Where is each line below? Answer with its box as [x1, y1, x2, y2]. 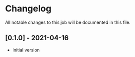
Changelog [5, 3, 52, 14]
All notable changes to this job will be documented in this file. [5, 19, 131, 25]
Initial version [12, 47, 40, 53]
